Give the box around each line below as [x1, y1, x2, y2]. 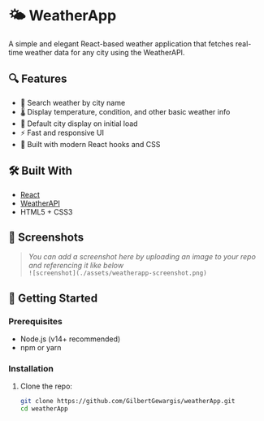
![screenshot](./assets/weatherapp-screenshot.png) [28, 269, 207, 277]
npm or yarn [19, 343, 62, 353]
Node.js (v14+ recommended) [19, 334, 121, 344]
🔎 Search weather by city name [19, 98, 126, 107]
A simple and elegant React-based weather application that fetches [8, 38, 234, 49]
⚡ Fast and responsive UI [19, 128, 104, 137]
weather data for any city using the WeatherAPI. [24, 47, 185, 57]
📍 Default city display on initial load [19, 119, 138, 128]
